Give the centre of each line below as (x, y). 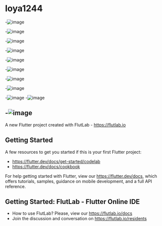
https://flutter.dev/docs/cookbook (46, 166)
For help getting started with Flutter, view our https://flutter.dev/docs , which (81, 176)
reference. (15, 186)
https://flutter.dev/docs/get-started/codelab (56, 161)
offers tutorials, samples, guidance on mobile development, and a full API (79, 181)
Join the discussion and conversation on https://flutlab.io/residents (80, 219)
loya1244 (24, 9)
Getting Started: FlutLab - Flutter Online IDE (72, 201)
